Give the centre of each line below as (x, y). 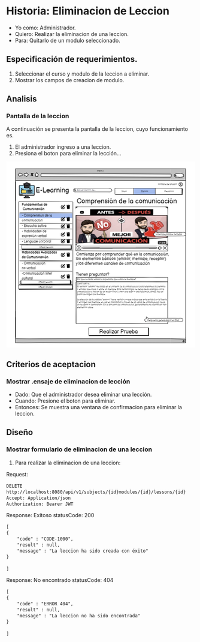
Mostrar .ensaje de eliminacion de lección (68, 381)
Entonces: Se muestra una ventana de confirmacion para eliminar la (99, 407)
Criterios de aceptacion (51, 364)
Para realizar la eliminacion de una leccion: (68, 463)
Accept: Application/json (38, 498)
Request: (17, 474)
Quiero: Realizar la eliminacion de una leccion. (72, 34)
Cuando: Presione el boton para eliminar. (65, 401)
